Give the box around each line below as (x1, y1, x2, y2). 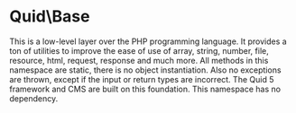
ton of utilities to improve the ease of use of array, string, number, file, (9, 45, 269, 56)
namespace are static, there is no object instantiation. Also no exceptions (9, 65, 282, 75)
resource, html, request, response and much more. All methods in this (9, 55, 269, 65)
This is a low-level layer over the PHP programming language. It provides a (9, 36, 287, 47)
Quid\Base (9, 6, 90, 27)
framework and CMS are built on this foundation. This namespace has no (9, 83, 282, 94)
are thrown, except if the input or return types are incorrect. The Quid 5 (9, 74, 274, 84)
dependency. (9, 92, 59, 104)
